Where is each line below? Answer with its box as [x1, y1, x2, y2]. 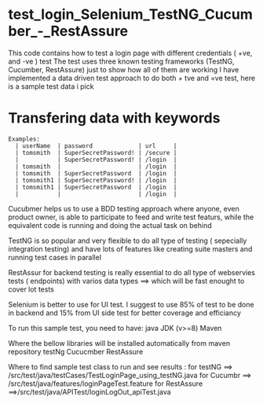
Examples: [8, 135, 41, 143]
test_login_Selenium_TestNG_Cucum [8, 6, 254, 24]
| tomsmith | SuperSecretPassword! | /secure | [15, 149, 177, 156]
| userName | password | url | [15, 141, 177, 150]
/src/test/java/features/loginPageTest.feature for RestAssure [8, 379, 203, 388]
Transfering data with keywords [8, 109, 221, 127]
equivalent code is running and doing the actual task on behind [8, 220, 212, 230]
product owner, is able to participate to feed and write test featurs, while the [8, 212, 254, 222]
